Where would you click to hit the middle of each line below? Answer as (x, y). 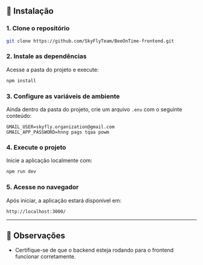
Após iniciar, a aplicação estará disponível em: (64, 200)
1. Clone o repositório (38, 28)
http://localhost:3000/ (36, 211)
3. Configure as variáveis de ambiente (63, 96)
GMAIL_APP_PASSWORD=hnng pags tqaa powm (58, 132)
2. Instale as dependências (47, 56)
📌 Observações (36, 236)
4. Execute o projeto (36, 147)
